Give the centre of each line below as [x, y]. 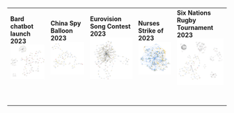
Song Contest [110, 26]
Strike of [151, 31]
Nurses [149, 23]
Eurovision [106, 19]
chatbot [22, 27]
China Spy [66, 23]
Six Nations [194, 13]
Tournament [195, 27]
